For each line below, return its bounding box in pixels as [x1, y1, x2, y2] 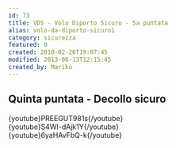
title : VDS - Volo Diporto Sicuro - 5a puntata [8, 19, 169, 27]
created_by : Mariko [8, 63, 73, 71]
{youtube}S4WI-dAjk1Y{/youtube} [8, 122, 119, 131]
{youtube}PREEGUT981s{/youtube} [8, 113, 124, 123]
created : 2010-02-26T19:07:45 [8, 48, 109, 56]
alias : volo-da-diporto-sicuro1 [8, 26, 115, 34]
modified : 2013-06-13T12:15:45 [8, 56, 112, 64]
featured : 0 [8, 41, 48, 49]
